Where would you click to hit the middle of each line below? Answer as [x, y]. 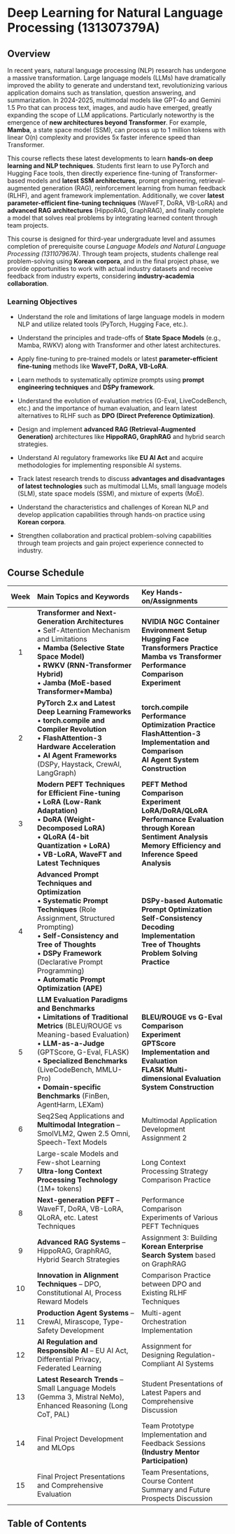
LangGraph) [57, 773]
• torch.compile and [71, 720]
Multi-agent [161, 1313]
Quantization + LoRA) [74, 846]
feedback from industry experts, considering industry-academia [101, 276]
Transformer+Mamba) [75, 692]
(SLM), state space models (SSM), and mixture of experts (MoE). [111, 494]
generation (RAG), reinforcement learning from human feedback [134, 188]
